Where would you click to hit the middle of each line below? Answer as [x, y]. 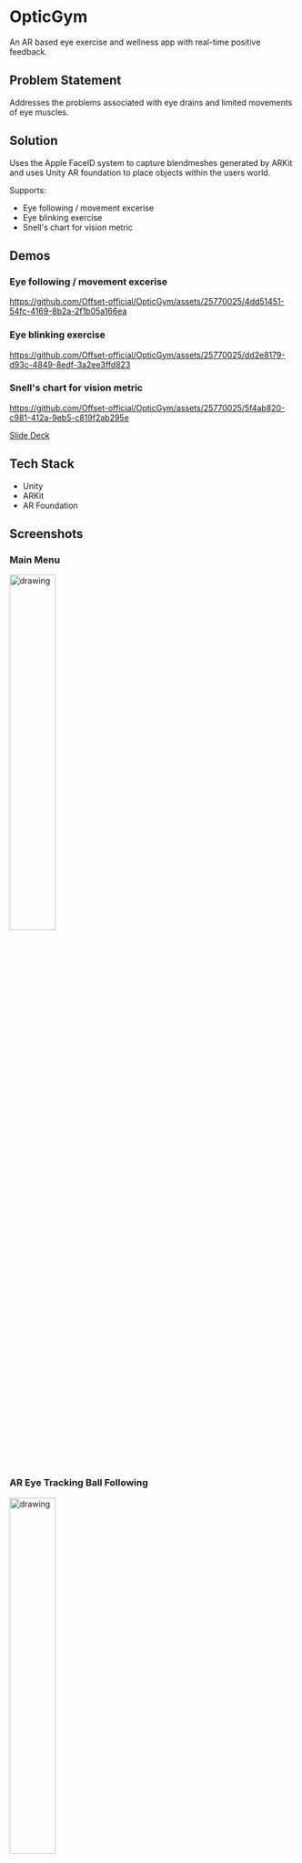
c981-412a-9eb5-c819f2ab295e [69, 418]
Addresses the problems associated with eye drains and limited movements [151, 102]
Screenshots [46, 534]
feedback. [28, 51]
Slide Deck [30, 435]
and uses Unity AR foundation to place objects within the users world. [140, 172]
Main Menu [35, 560]
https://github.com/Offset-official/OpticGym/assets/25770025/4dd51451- [147, 302]
